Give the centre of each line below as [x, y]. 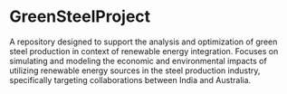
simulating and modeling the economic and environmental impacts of [138, 61]
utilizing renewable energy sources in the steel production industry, [135, 70]
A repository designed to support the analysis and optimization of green [143, 42]
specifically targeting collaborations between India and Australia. [130, 80]
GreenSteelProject [80, 17]
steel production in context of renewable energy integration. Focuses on [144, 51]
